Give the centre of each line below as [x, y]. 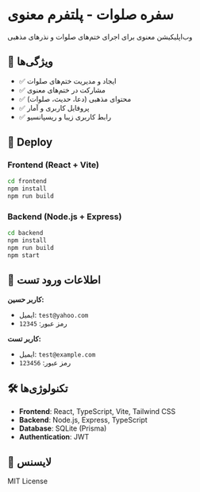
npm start [24, 255]
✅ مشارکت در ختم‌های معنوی [62, 90]
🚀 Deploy [30, 142]
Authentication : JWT [54, 437]
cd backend [25, 233]
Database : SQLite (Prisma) [63, 428]
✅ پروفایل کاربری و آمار [54, 107]
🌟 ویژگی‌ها [30, 62]
